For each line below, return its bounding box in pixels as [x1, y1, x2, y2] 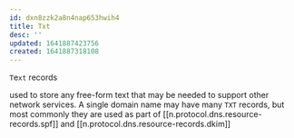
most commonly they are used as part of [9, 109, 162, 120]
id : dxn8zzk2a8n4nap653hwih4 [9, 13, 120, 23]
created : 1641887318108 [9, 47, 100, 56]
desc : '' [9, 30, 43, 39]
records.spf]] [9, 119, 59, 130]
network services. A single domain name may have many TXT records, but [9, 99, 285, 110]
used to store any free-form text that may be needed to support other [9, 90, 269, 101]
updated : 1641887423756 [9, 38, 100, 48]
